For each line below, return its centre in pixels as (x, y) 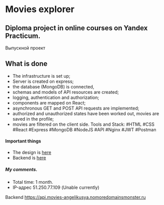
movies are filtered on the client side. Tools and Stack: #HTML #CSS (84, 124)
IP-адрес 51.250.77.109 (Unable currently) (56, 187)
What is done (26, 64)
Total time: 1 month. (33, 182)
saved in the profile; (33, 119)
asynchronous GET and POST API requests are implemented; (76, 108)
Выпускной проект (25, 48)
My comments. (21, 169)
